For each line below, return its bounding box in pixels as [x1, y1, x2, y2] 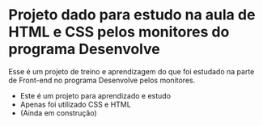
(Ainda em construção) [19, 107, 97, 118]
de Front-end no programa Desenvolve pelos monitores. [8, 75, 196, 85]
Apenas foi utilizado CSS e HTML [19, 99, 131, 109]
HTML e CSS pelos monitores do [8, 23, 230, 41]
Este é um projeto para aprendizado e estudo [19, 90, 172, 100]
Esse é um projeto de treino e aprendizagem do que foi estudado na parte [8, 66, 255, 76]
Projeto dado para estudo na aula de [8, 6, 256, 24]
